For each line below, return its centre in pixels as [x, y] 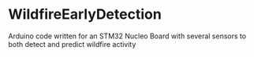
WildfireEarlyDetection [85, 14]
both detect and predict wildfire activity [72, 44]
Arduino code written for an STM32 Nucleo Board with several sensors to [127, 36]
